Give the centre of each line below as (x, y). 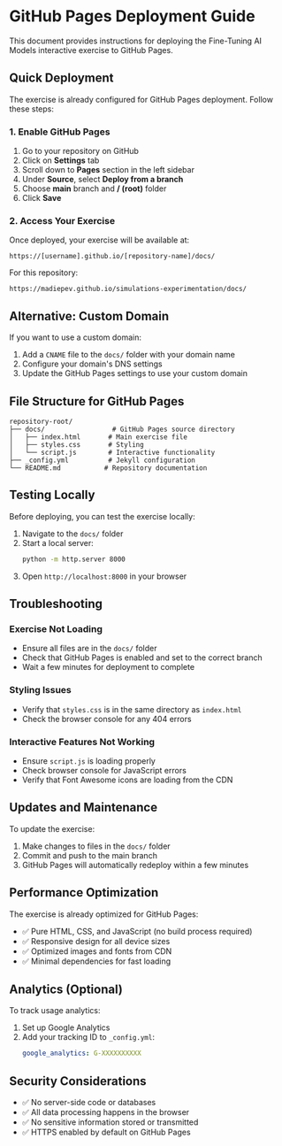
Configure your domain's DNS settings (92, 364)
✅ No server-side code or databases (89, 1103)
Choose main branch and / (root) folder (94, 188)
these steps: (32, 109)
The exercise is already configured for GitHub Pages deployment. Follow (141, 99)
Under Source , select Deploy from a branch (103, 180)
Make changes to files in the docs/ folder (96, 846)
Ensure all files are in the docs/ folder (89, 649)
